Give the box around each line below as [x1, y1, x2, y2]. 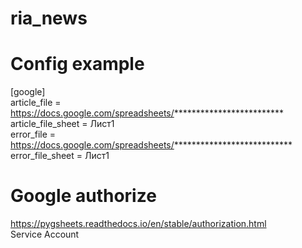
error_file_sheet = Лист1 [10, 150, 110, 162]
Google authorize [10, 185, 157, 207]
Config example [10, 53, 145, 76]
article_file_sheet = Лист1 [10, 118, 115, 130]
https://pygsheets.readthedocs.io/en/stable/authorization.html [10, 218, 267, 230]
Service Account [10, 228, 80, 241]
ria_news [10, 7, 88, 30]
